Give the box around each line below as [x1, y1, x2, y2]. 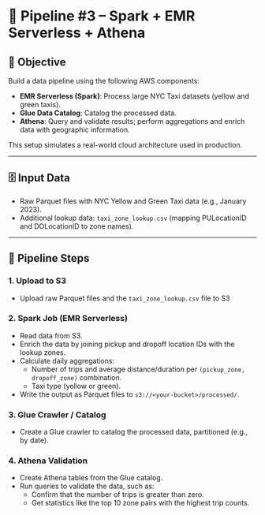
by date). [19, 435, 49, 445]
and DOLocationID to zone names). [19, 221, 134, 231]
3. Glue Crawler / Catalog [8, 409, 106, 420]
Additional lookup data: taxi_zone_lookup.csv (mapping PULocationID [19, 213, 247, 222]
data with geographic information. [19, 125, 130, 134]
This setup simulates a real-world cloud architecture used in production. [8, 140, 243, 149]
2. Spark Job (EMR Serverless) [8, 313, 129, 324]
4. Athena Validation [8, 455, 88, 466]
